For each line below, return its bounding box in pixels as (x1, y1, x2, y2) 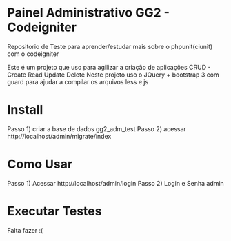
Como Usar (7, 157, 73, 172)
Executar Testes (7, 204, 102, 219)
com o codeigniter (7, 50, 59, 58)
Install (7, 102, 43, 118)
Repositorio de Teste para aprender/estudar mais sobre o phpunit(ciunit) (7, 42, 213, 50)
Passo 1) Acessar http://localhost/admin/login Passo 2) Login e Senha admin (7, 179, 224, 187)
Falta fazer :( (7, 226, 43, 234)
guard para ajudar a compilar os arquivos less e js (7, 77, 149, 86)
